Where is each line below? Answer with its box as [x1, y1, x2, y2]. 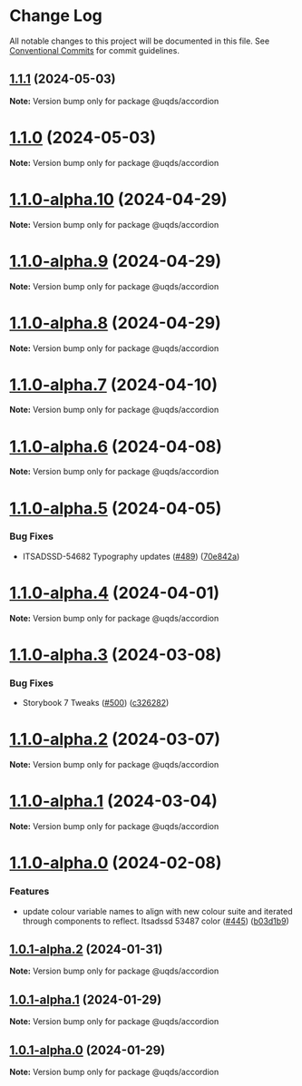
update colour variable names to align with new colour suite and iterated [22, 905, 293, 916]
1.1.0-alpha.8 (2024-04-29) [9, 312, 222, 333]
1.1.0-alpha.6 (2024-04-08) [9, 436, 222, 456]
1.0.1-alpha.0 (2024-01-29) [9, 1042, 166, 1058]
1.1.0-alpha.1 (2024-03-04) [9, 791, 218, 812]
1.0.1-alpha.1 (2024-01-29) [9, 992, 162, 1007]
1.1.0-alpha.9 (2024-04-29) [9, 250, 222, 271]
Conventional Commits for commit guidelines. [9, 44, 180, 55]
